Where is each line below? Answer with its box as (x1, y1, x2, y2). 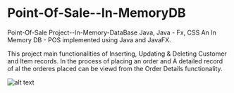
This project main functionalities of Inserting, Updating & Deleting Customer (7, 49, 227, 58)
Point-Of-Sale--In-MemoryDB (7, 5, 186, 21)
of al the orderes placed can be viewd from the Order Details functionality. (7, 64, 223, 73)
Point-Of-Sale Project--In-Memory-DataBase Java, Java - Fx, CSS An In (7, 28, 217, 37)
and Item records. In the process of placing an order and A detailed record (7, 56, 223, 65)
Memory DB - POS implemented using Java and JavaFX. (7, 35, 171, 44)
